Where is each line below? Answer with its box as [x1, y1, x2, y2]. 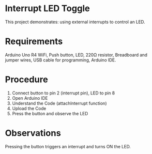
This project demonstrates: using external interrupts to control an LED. [5, 19, 145, 25]
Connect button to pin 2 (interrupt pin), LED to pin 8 [12, 90, 115, 96]
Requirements [5, 36, 63, 47]
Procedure [5, 74, 48, 85]
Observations [5, 128, 61, 139]
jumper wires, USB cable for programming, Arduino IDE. [5, 57, 116, 63]
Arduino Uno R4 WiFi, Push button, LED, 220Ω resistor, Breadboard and [5, 52, 148, 58]
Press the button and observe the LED [12, 110, 88, 116]
